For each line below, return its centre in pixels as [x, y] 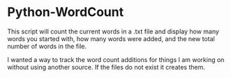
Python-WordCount [66, 12]
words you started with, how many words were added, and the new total [111, 38]
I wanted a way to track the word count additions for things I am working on [116, 59]
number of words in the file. [47, 46]
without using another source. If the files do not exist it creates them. [106, 67]
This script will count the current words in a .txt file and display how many [113, 31]
